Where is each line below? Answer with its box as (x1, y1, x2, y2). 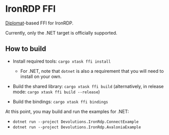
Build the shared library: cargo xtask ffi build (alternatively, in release (12, 83, 164, 89)
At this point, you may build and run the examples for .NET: (5, 108, 129, 115)
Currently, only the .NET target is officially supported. (5, 30, 117, 36)
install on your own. (20, 73, 62, 79)
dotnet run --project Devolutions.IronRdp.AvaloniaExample (12, 124, 141, 130)
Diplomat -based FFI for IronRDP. (5, 20, 74, 26)
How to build (5, 44, 46, 53)
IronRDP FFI (5, 3, 56, 15)
